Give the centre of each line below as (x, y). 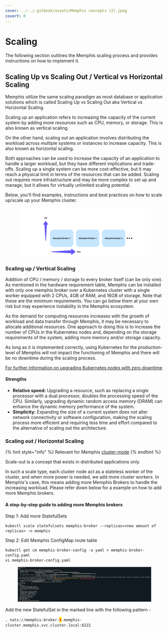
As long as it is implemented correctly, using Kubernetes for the (71, 347)
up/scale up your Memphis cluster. (41, 200)
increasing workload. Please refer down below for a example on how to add (83, 488)
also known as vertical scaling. (37, 128)
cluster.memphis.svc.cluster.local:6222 (48, 625)
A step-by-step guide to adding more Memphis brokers (64, 504)
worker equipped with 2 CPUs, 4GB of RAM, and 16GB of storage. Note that (83, 295)
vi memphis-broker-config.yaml (38, 560)
